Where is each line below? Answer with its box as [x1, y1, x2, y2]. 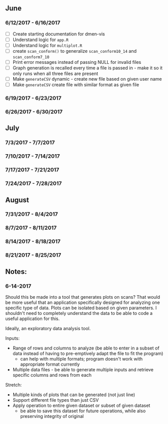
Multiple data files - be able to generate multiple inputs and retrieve [12, 366, 154, 372]
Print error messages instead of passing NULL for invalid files [12, 59, 141, 65]
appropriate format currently [20, 361, 80, 367]
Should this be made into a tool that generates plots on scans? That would [5, 294, 160, 300]
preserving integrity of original [20, 413, 84, 419]
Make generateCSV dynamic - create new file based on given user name [12, 76, 162, 82]
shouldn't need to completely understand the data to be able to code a [5, 310, 153, 316]
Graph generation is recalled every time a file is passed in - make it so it [12, 65, 163, 70]
